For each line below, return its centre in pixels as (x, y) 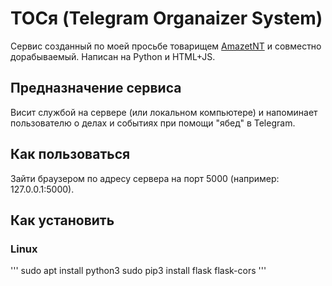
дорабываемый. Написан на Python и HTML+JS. (113, 56)
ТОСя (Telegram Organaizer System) (166, 18)
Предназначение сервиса (96, 88)
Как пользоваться (70, 154)
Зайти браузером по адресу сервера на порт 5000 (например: (145, 178)
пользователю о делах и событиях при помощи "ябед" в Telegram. (153, 123)
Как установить (62, 220)
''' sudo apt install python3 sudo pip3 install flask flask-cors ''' (138, 271)
